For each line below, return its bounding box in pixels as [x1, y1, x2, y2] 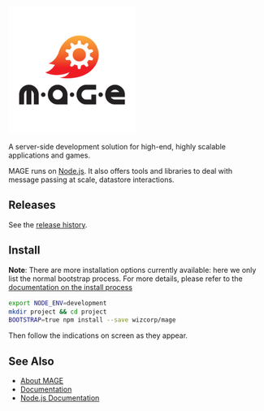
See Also [8, 354, 54, 368]
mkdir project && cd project [8, 307, 107, 316]
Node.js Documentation [19, 393, 100, 403]
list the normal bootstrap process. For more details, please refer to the [8, 274, 243, 283]
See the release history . [8, 219, 88, 229]
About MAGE [19, 376, 63, 386]
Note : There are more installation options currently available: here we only [8, 265, 257, 275]
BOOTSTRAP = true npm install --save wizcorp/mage [8, 316, 176, 324]
